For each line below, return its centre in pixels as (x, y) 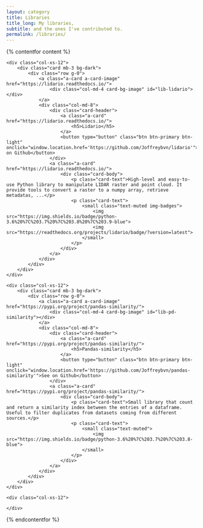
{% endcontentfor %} (33, 520)
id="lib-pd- (162, 312)
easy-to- (179, 179)
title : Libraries (28, 18)
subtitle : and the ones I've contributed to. (64, 29)
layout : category (28, 12)
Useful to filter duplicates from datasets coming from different (92, 413)
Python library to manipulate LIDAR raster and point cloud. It (100, 185)
